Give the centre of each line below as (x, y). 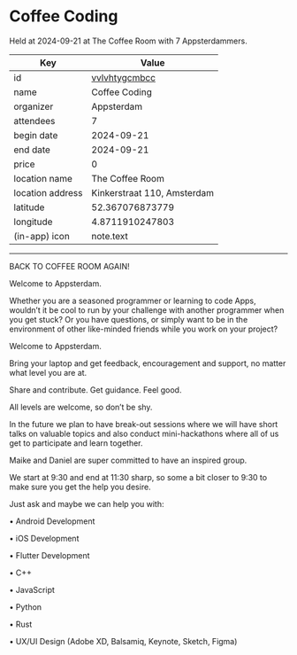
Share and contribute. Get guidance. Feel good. (95, 390)
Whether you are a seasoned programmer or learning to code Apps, (133, 300)
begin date (36, 135)
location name (43, 178)
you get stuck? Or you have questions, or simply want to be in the (129, 319)
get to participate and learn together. (76, 443)
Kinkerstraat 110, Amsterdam (153, 192)
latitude (29, 207)
